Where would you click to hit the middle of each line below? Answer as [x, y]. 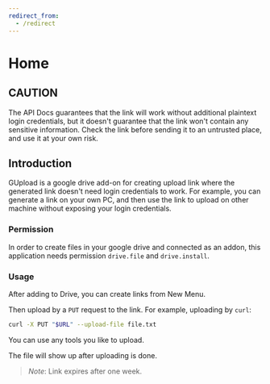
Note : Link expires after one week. [85, 371]
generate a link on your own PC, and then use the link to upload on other [129, 200]
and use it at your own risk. [53, 138]
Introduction [40, 163]
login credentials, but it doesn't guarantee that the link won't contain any [129, 121]
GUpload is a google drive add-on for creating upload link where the [122, 183]
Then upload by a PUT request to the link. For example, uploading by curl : [130, 309]
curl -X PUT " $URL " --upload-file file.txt [83, 324]
